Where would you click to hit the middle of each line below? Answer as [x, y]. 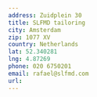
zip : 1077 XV [29, 37]
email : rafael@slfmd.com [48, 74]
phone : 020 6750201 [40, 66]
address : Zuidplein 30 [45, 15]
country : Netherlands [43, 45]
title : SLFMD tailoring [47, 23]
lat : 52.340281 [33, 52]
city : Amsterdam [34, 30]
